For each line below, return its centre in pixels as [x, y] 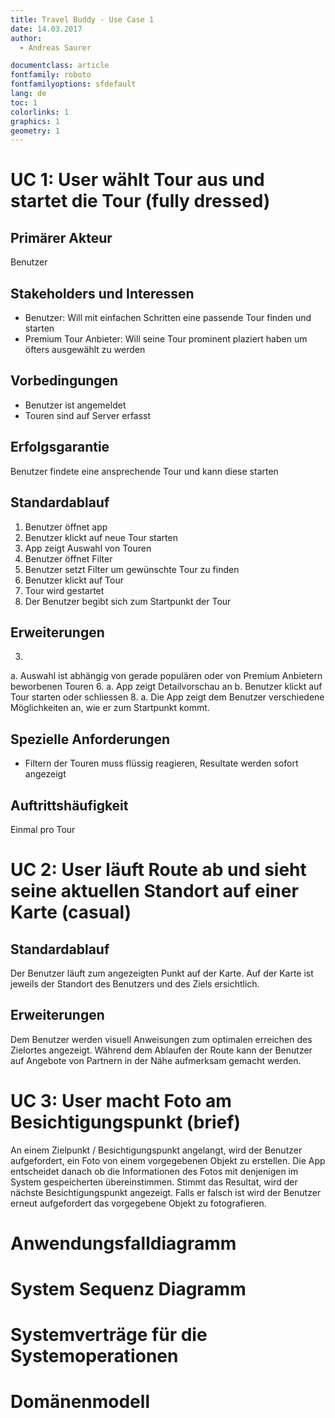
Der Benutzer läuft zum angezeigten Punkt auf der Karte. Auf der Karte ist [162, 973]
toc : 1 [24, 102]
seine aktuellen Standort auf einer [154, 891]
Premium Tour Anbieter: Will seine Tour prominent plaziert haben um [166, 339]
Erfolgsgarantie [60, 447]
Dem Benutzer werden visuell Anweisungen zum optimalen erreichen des [161, 1039]
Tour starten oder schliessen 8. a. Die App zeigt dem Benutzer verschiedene [167, 697]
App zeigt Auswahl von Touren [88, 548]
